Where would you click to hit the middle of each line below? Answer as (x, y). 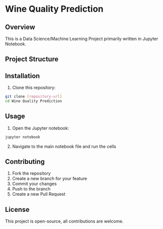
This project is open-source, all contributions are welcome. (64, 221)
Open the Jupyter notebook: (41, 128)
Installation (22, 76)
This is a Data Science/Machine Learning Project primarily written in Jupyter (82, 39)
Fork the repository (31, 173)
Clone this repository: (34, 88)
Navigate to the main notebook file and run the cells (64, 146)
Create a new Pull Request (39, 194)
